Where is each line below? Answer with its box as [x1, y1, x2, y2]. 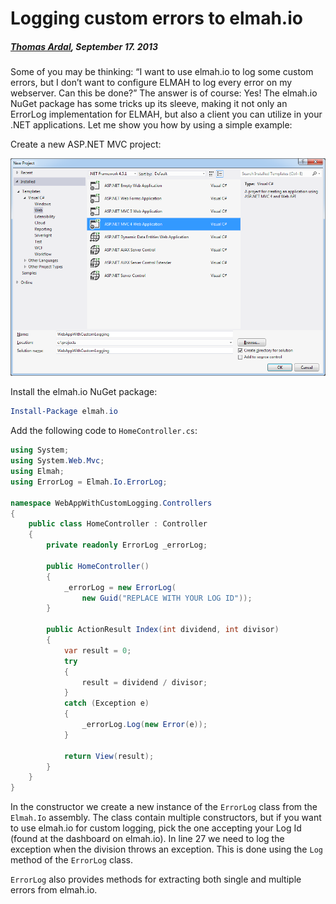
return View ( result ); [63, 751, 155, 761]
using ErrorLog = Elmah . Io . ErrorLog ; [10, 477, 168, 487]
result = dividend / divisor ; [81, 677, 208, 687]
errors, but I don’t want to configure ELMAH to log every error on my [10, 77, 293, 89]
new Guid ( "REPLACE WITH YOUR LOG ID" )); [81, 593, 253, 603]
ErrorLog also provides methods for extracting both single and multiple [10, 873, 302, 886]
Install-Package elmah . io [10, 407, 118, 417]
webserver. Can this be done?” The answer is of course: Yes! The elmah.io [10, 87, 318, 99]
